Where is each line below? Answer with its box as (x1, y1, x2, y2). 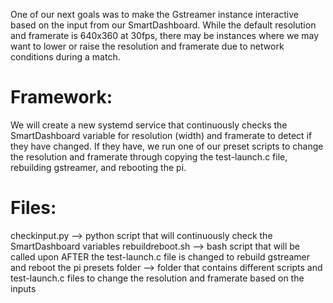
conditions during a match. (10, 51, 121, 63)
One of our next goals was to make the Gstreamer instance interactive (10, 9, 299, 20)
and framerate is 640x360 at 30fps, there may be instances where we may (10, 30, 320, 41)
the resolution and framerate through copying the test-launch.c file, (10, 150, 288, 163)
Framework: (10, 86, 113, 109)
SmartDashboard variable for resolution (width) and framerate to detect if (10, 129, 313, 141)
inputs (10, 282, 37, 294)
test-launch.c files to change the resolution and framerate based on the (10, 272, 305, 284)
